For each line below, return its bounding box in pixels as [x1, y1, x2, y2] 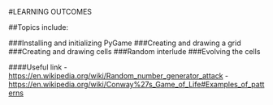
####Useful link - [8, 62, 67, 72]
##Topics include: [8, 23, 69, 31]
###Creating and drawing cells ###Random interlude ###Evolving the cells [8, 47, 261, 56]
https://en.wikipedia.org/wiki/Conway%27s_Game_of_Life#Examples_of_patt [8, 80, 265, 89]
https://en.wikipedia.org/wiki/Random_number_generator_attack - [8, 71, 229, 80]
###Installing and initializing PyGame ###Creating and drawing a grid [8, 38, 241, 48]
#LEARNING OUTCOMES [8, 7, 92, 16]
